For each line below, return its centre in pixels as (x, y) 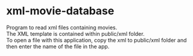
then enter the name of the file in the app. (58, 46)
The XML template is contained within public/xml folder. (75, 33)
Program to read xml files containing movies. (62, 27)
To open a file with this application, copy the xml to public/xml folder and (96, 40)
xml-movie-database (60, 11)
